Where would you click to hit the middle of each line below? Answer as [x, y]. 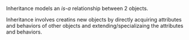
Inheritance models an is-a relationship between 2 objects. [77, 8]
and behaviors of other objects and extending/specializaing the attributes [95, 26]
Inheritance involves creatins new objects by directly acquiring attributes [94, 19]
